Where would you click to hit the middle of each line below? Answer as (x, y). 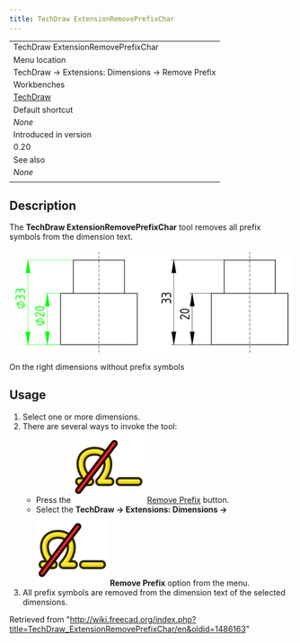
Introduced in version (53, 135)
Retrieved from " (40, 619)
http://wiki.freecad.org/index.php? (133, 619)
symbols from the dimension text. (71, 237)
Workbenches (39, 84)
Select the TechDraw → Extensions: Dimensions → (131, 509)
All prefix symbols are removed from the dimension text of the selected (154, 592)
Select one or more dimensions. (81, 417)
